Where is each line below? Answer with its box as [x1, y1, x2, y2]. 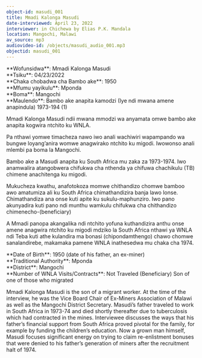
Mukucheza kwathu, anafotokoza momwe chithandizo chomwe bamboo [6, 182, 185, 189]
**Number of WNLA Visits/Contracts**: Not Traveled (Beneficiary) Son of [6, 270, 190, 277]
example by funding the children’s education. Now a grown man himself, [6, 327, 186, 334]
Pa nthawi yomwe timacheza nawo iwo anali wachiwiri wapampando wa [6, 133, 185, 140]
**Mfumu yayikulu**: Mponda [6, 84, 82, 91]
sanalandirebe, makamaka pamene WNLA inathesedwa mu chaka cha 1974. [6, 239, 194, 246]
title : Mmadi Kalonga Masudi [6, 15, 80, 21]
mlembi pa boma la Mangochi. [6, 146, 81, 153]
